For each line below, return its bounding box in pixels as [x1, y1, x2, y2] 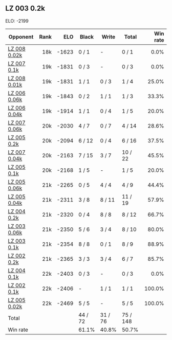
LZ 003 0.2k [5, 4, 45, 13]
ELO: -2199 [5, 17, 29, 24]
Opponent [8, 33, 34, 40]
